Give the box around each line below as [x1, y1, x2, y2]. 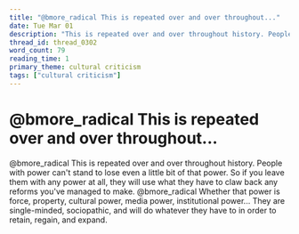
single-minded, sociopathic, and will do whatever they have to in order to [9, 205, 277, 215]
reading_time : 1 [9, 54, 69, 63]
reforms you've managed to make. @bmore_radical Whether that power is [9, 186, 280, 197]
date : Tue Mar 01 [9, 21, 74, 30]
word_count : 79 [9, 46, 66, 55]
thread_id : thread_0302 [9, 37, 98, 47]
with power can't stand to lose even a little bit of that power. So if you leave [9, 166, 285, 178]
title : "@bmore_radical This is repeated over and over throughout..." [9, 12, 280, 22]
